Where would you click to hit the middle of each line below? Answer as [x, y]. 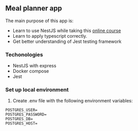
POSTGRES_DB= [19, 119]
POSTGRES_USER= [21, 110]
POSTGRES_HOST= [21, 124]
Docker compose [31, 71]
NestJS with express [34, 66]
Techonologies [24, 55]
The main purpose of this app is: [39, 20]
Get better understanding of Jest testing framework [67, 41]
